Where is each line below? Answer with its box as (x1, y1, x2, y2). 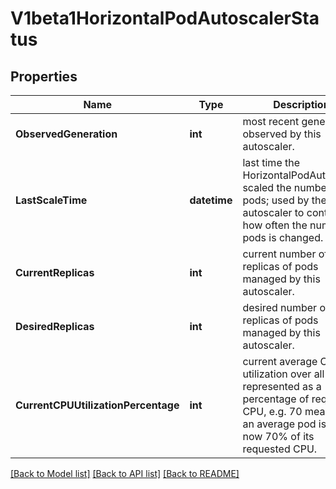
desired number (242, 301, 318, 314)
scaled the (242, 181, 292, 194)
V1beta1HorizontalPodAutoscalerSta (10, 7, 320, 30)
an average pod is (242, 417, 327, 431)
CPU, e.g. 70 (242, 405, 303, 418)
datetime (189, 193, 233, 207)
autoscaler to (242, 206, 305, 219)
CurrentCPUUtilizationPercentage (15, 398, 180, 412)
